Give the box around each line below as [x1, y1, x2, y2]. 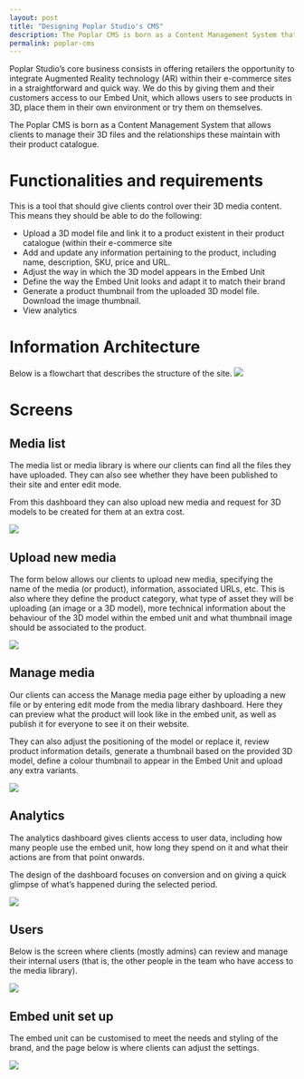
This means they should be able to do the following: [9, 211, 202, 221]
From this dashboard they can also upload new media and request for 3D [9, 496, 282, 508]
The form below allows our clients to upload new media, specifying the [9, 574, 273, 584]
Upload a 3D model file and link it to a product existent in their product [22, 228, 285, 239]
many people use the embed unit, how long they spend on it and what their [9, 841, 289, 853]
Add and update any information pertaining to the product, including [22, 247, 277, 259]
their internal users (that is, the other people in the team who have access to [9, 956, 294, 966]
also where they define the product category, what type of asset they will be [9, 593, 294, 603]
